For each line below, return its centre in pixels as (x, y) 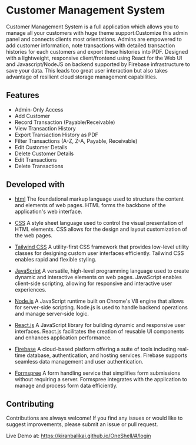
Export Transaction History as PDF (57, 135)
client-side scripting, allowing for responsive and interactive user (93, 283)
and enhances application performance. (63, 338)
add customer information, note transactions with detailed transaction (91, 45)
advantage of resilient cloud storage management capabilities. (82, 77)
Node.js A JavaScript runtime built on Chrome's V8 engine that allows (99, 301)
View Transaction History (45, 128)
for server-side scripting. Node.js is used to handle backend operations (101, 307)
